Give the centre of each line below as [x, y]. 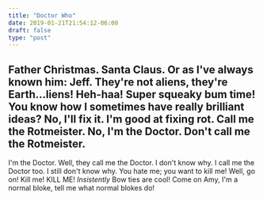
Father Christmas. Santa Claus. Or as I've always [131, 69]
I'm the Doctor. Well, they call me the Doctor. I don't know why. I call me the [131, 163]
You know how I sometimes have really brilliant [126, 106]
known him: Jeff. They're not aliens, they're [118, 82]
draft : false [30, 30]
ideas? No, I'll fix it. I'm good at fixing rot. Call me [131, 119]
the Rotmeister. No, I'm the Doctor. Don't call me [130, 131]
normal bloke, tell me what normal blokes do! [82, 188]
